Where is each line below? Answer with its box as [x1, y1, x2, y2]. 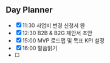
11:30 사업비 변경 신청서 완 [22, 21, 86, 29]
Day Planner [5, 5, 53, 15]
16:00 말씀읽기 [22, 44, 58, 51]
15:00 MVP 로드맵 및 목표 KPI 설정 [22, 36, 105, 44]
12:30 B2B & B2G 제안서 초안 [22, 29, 92, 36]
